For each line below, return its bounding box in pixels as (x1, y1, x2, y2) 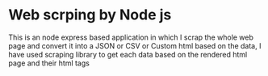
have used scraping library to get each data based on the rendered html (8, 49, 248, 59)
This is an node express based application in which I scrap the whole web (8, 32, 254, 42)
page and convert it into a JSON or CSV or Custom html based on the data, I (8, 40, 262, 50)
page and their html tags (8, 58, 90, 68)
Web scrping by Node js (8, 6, 172, 24)
